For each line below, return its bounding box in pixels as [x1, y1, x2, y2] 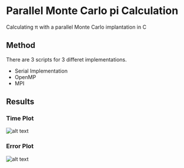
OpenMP [14, 73, 36, 80]
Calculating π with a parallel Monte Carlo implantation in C [6, 23, 147, 30]
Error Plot [6, 142, 34, 150]
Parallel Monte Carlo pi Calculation [6, 4, 179, 18]
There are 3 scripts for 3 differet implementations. [6, 56, 127, 63]
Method [6, 40, 36, 50]
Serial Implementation [14, 67, 68, 74]
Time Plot [6, 114, 34, 122]
